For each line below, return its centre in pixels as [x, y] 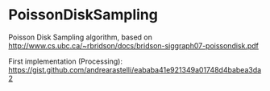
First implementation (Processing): [66, 61]
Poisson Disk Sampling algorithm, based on [81, 37]
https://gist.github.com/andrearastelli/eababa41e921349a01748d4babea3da [135, 69]
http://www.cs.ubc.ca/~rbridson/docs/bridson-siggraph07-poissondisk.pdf [134, 45]
